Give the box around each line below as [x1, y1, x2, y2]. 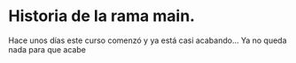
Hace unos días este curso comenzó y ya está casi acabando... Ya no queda [8, 35, 287, 45]
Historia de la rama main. [8, 6, 196, 26]
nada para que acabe [8, 44, 86, 54]
